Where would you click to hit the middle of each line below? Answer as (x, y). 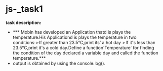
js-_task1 (24, 9)
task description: (23, 23)
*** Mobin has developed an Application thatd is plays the (72, 32)
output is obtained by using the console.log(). (59, 63)
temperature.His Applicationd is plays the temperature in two (75, 37)
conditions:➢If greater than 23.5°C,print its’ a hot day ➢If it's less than (84, 42)
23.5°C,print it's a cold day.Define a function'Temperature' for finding (83, 47)
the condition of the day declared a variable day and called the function (85, 53)
